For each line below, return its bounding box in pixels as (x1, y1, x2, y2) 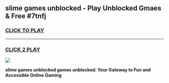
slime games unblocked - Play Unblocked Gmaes (5, 4, 162, 13)
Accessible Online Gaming (5, 72, 62, 78)
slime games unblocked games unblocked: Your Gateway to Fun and (5, 66, 151, 72)
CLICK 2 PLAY (5, 46, 40, 53)
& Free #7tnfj (5, 12, 46, 21)
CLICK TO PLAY (5, 27, 44, 34)
